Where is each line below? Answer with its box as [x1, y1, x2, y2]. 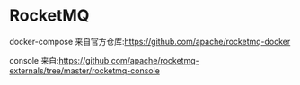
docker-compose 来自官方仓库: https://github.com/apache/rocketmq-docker [9, 36, 291, 47]
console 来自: [9, 55, 59, 65]
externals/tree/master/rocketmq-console [9, 64, 160, 76]
